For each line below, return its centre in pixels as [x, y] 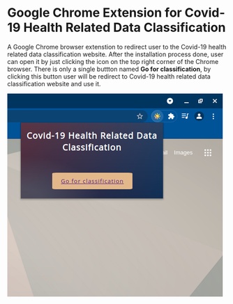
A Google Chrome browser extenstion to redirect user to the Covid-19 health [117, 47]
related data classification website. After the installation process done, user [115, 54]
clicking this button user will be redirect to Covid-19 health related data [109, 76]
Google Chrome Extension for [95, 13]
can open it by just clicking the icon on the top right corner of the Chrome [113, 61]
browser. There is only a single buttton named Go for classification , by [109, 69]
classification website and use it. [54, 83]
